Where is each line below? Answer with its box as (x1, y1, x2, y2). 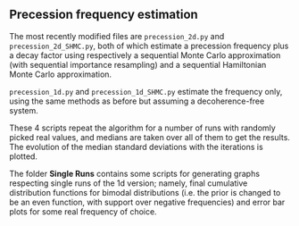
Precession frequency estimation (9, 7, 198, 22)
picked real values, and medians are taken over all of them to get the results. (9, 131, 290, 142)
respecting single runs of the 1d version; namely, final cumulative (9, 178, 248, 188)
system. (9, 105, 38, 115)
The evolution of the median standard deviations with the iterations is (9, 141, 263, 152)
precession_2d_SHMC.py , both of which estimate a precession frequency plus (9, 40, 289, 51)
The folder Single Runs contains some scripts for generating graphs (9, 168, 261, 179)
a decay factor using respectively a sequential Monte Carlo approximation (9, 49, 281, 61)
